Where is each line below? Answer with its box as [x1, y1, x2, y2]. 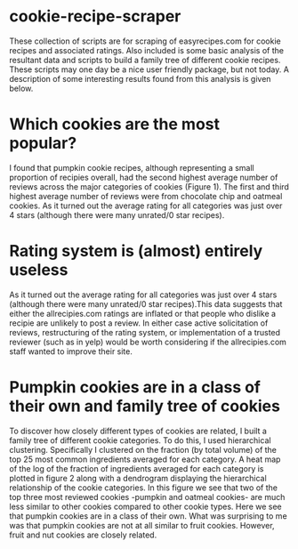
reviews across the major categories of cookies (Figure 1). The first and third [9, 181, 289, 192]
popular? [9, 133, 77, 153]
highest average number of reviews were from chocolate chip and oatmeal [9, 190, 283, 201]
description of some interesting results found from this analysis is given [9, 73, 271, 84]
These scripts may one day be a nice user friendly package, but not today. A [9, 64, 289, 75]
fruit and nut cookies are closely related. [9, 529, 157, 540]
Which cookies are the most [9, 114, 221, 134]
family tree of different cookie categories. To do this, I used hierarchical [9, 434, 271, 446]
